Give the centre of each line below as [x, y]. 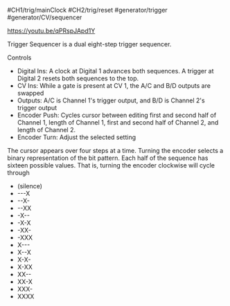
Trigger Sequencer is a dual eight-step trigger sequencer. [89, 44]
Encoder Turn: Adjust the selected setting [77, 137]
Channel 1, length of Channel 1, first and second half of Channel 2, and [118, 123]
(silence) [30, 186]
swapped [30, 93]
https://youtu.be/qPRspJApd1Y [51, 31]
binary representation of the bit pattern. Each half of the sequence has [108, 158]
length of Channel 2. [46, 130]
